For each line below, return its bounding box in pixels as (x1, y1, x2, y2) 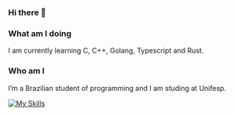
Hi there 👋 (8, 7, 47, 18)
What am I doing (8, 27, 72, 38)
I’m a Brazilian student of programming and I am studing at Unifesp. (8, 83, 226, 92)
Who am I (8, 66, 45, 77)
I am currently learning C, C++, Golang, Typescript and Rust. (8, 46, 204, 56)
